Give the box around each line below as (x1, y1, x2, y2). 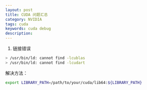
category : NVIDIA (5, 17, 42, 22)
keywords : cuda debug (5, 26, 51, 31)
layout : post (5, 7, 33, 13)
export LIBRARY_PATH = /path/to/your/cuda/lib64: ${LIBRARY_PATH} (5, 80, 142, 85)
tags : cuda (5, 21, 28, 27)
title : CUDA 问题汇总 (5, 12, 48, 17)
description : (5, 31, 33, 36)
